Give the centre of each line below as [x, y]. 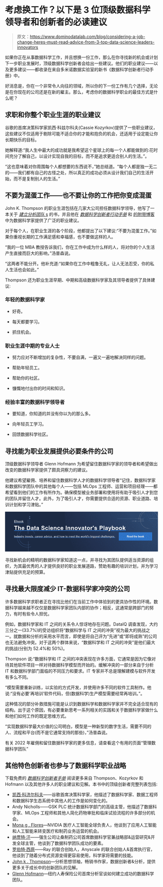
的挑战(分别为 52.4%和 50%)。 [36, 648]
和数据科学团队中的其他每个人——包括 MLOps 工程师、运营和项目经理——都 [81, 486]
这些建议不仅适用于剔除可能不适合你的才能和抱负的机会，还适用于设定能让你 [81, 133]
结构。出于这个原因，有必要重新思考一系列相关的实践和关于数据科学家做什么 [81, 710]
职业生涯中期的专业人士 [32, 346]
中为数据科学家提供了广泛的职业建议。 [43, 220]
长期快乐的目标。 [22, 140]
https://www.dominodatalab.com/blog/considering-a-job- [88, 37]
